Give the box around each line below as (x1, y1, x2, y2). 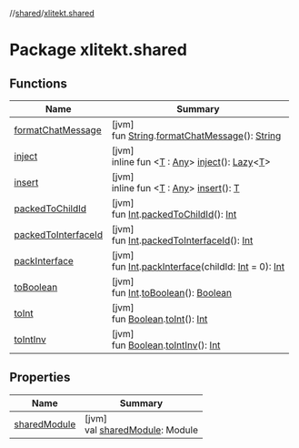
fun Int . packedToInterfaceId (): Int (111, 234, 254, 247)
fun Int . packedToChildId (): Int (111, 209, 237, 220)
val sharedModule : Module (85, 423, 198, 436)
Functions (9, 76, 68, 91)
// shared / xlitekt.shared (9, 8, 95, 18)
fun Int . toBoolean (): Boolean (111, 287, 233, 299)
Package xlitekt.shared (9, 40, 188, 60)
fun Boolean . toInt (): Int (111, 313, 208, 325)
